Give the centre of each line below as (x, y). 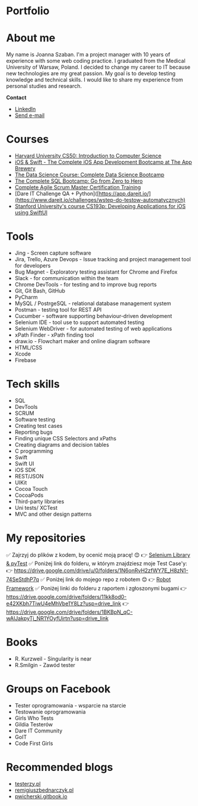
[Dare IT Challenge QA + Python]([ (57, 193)
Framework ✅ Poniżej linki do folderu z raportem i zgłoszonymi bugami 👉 (97, 588)
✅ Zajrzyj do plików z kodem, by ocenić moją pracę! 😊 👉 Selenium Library (98, 555)
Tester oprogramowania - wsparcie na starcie (70, 705)
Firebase (25, 360)
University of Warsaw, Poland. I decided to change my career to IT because (98, 67)
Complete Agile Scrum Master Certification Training (78, 188)
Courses (28, 139)
